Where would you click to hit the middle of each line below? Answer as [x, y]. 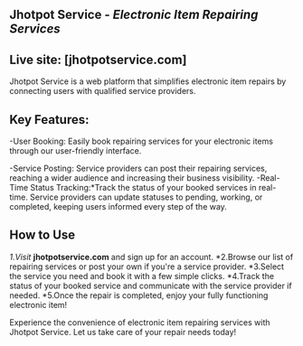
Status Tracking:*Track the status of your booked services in [143, 188]
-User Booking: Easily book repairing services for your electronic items [142, 141]
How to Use [43, 235]
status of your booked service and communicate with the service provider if [151, 285]
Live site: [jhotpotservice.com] [98, 59]
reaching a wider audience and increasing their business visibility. [132, 178]
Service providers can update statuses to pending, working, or [147, 197]
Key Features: [49, 120]
